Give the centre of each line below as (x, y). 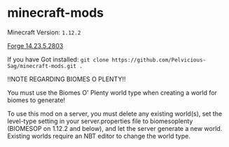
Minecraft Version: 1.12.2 (44, 32)
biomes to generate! (36, 100)
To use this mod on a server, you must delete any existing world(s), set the (115, 113)
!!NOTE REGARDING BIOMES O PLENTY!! (67, 79)
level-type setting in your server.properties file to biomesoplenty (100, 121)
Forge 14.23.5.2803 (35, 45)
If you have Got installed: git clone (58, 59)
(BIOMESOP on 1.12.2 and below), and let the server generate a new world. (115, 128)
